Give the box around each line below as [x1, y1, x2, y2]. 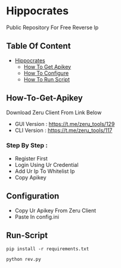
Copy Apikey [14, 174, 46, 181]
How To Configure [23, 70, 69, 77]
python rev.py [6, 257, 42, 263]
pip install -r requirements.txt [6, 246, 89, 252]
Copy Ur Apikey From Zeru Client [14, 207, 97, 214]
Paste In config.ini [14, 213, 60, 220]
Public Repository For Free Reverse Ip [6, 24, 99, 31]
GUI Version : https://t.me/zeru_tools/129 [14, 120, 115, 127]
